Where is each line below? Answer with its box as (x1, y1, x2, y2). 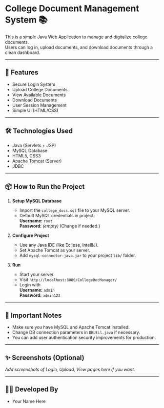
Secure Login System (12, 81, 55, 87)
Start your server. (19, 272, 55, 278)
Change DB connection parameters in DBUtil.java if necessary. (12, 330, 141, 335)
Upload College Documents (12, 86, 68, 92)
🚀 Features (5, 68, 39, 76)
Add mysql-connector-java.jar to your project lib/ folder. (19, 253, 136, 258)
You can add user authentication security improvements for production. (12, 334, 156, 341)
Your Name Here (12, 398, 46, 404)
